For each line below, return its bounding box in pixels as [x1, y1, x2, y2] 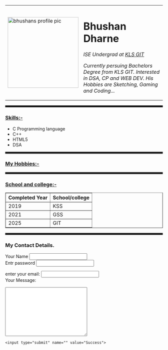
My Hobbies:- [5, 160, 39, 167]
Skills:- [5, 114, 23, 121]
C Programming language [12, 125, 65, 132]
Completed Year [8, 194, 48, 201]
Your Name [5, 253, 28, 260]
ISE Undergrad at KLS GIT [83, 51, 144, 58]
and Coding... [83, 87, 115, 94]
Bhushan [83, 20, 126, 33]
